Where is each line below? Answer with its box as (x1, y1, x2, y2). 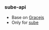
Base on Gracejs (11, 15, 44, 20)
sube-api (4, 4, 26, 10)
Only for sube (11, 20, 39, 25)
